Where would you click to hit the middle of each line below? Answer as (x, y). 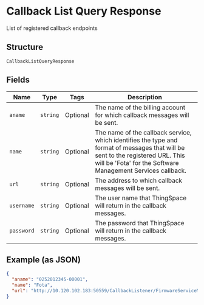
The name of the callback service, (144, 132)
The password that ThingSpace (140, 223)
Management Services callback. (141, 170)
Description (145, 97)
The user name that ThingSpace (141, 198)
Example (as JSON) (43, 260)
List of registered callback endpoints (52, 28)
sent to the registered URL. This (140, 155)
